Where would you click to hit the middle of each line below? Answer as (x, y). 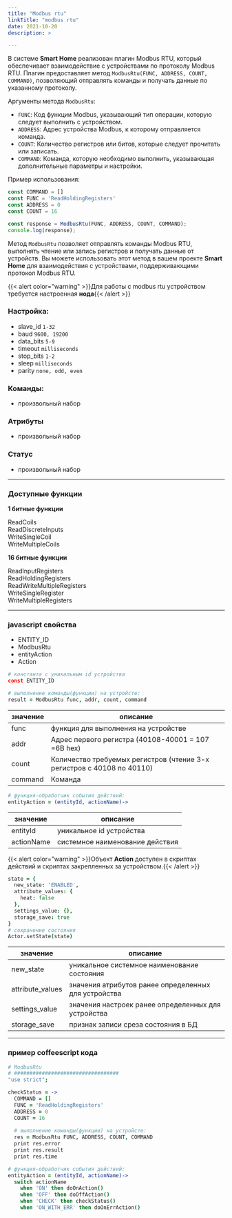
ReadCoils (22, 522)
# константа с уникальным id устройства (67, 674)
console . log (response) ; (42, 230)
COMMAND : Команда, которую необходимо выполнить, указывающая (116, 159)
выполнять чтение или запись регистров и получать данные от (101, 251)
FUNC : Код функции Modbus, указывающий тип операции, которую (115, 115)
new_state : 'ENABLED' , (46, 885)
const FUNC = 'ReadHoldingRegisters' (62, 199)
